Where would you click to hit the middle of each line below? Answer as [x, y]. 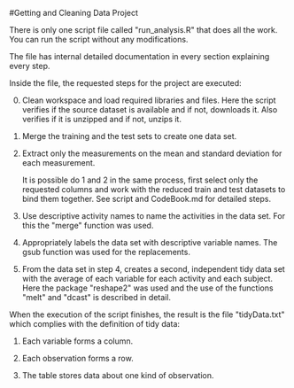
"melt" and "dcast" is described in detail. [96, 297]
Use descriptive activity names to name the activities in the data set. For [154, 216]
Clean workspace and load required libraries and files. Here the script [149, 100]
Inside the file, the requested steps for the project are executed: [125, 83]
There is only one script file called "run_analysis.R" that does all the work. [143, 30]
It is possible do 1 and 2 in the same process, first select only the [140, 180]
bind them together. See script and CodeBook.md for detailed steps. [147, 199]
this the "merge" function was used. [88, 225]
